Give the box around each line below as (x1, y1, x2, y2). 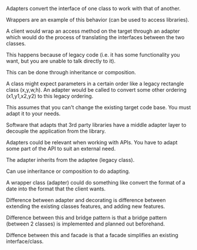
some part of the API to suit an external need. (6, 145, 116, 152)
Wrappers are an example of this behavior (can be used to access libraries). (6, 16, 189, 23)
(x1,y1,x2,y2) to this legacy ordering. (6, 93, 94, 99)
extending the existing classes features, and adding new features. (6, 203, 165, 210)
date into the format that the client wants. (6, 185, 106, 192)
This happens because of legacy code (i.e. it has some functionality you (6, 51, 180, 58)
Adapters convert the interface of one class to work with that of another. (6, 5, 181, 12)
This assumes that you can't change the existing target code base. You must (6, 104, 191, 110)
